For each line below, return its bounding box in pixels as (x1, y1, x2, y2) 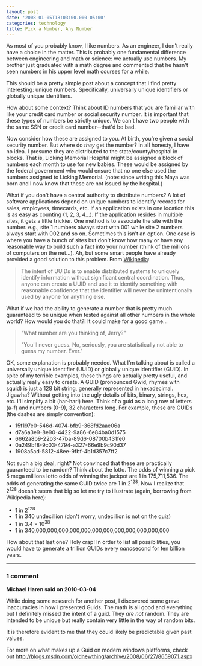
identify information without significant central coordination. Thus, (20, 274, 185, 281)
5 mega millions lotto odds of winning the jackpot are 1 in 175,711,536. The (6, 472, 189, 480)
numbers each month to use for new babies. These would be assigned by (6, 161, 188, 168)
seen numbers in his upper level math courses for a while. (6, 68, 150, 75)
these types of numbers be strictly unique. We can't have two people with (6, 117, 189, 124)
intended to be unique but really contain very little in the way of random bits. (6, 616, 195, 624)
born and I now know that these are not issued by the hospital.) (6, 180, 163, 187)
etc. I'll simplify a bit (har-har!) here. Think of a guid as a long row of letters (6, 398, 192, 405)
